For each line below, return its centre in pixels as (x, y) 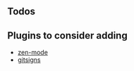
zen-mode (32, 53)
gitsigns (29, 60)
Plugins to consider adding (68, 35)
